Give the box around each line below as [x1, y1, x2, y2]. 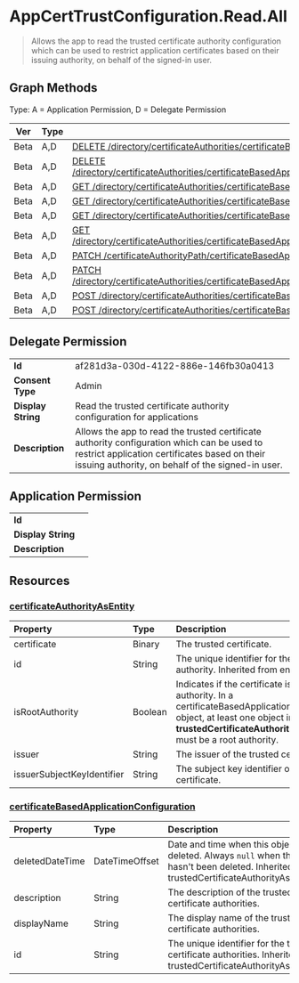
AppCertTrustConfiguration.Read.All [9, 6, 287, 27]
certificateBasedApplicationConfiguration [9, 800, 196, 812]
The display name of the [167, 912, 270, 924]
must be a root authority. [175, 734, 279, 746]
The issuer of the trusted [175, 748, 279, 760]
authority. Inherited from [175, 663, 278, 676]
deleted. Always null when [167, 849, 281, 862]
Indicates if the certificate [175, 678, 283, 691]
